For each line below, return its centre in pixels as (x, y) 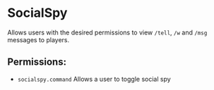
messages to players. (38, 39)
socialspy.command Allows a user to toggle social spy (94, 79)
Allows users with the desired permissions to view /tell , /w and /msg (107, 32)
